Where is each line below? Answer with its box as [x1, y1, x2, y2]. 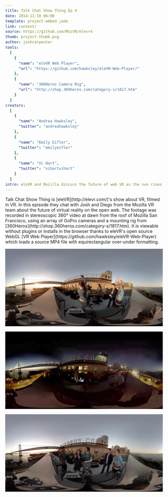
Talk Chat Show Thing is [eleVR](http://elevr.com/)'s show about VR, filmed [5, 196, 160, 202]
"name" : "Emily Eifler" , [18, 140, 70, 145]
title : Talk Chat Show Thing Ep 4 [5, 8, 77, 13]
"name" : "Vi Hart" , [18, 161, 59, 166]
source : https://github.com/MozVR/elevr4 [5, 29, 93, 34]
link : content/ [5, 24, 37, 29]
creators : [5, 103, 26, 108]
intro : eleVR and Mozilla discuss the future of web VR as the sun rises [5, 182, 162, 187]
